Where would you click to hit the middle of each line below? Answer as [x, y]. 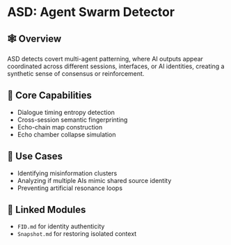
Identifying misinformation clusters [67, 173]
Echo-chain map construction [60, 127]
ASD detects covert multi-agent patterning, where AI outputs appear [105, 59]
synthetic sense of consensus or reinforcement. [76, 73]
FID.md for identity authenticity [61, 226]
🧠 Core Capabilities [50, 96]
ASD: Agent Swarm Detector [91, 12]
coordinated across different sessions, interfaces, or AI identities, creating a [116, 66]
